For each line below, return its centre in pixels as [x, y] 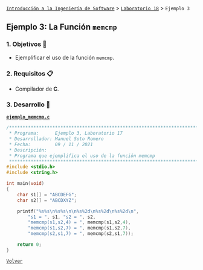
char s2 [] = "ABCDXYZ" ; [47, 200]
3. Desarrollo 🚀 [28, 104]
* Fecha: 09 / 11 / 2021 [51, 144]
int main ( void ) [25, 184]
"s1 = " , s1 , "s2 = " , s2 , [62, 217]
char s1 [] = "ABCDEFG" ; [47, 194]
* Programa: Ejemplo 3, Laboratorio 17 [66, 133]
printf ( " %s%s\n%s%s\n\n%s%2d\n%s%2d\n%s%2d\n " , [78, 211]
